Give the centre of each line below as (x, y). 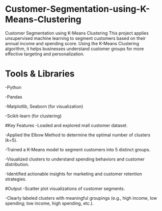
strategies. (16, 179)
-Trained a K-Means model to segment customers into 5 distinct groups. (78, 149)
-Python (13, 87)
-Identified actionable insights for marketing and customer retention (74, 174)
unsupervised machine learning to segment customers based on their (75, 38)
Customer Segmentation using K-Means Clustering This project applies (77, 33)
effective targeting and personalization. (45, 54)
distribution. (17, 164)
